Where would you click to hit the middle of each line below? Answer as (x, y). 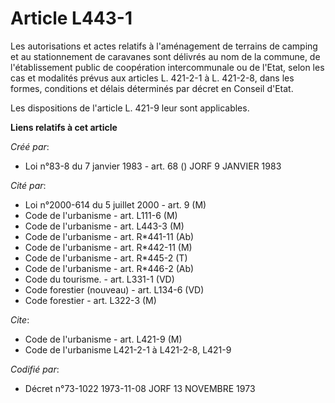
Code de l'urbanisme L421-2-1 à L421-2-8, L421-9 (128, 349)
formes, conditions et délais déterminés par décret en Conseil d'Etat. (152, 88)
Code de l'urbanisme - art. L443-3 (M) (104, 226)
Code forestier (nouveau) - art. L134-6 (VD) (114, 289)
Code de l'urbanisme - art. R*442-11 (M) (108, 247)
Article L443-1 (71, 18)
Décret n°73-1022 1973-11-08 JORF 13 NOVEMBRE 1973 (140, 388)
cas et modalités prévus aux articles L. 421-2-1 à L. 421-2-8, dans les (152, 78)
